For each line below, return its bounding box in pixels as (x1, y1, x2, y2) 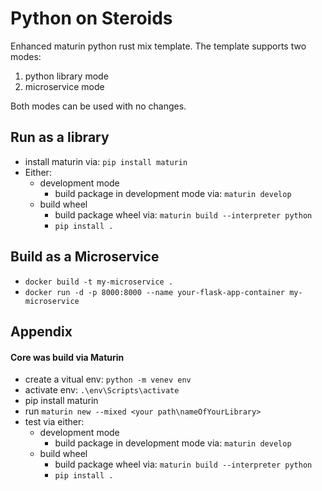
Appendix (10, 323, 73, 340)
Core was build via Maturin (10, 351, 125, 363)
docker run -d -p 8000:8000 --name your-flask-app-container (24, 287, 286, 297)
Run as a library (10, 129, 110, 146)
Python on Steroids (10, 7, 173, 30)
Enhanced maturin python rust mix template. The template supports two (10, 40, 307, 52)
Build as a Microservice (10, 248, 160, 266)
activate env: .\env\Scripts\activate (24, 384, 180, 396)
